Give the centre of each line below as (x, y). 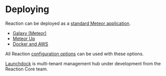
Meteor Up (24, 39)
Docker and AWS (30, 44)
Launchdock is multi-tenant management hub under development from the (83, 63)
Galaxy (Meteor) (30, 33)
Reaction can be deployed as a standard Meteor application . (68, 23)
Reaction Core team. (27, 69)
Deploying (27, 9)
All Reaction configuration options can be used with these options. (75, 54)
